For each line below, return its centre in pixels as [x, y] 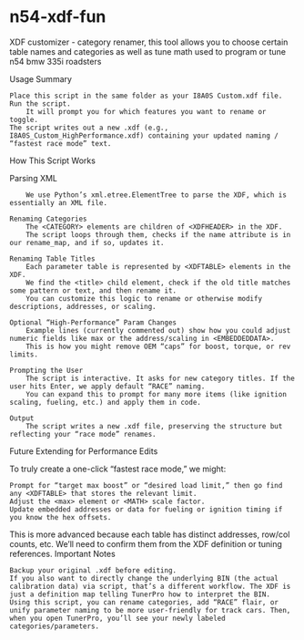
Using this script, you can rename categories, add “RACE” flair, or [144, 602]
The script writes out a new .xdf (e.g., [89, 128]
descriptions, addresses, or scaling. [83, 306]
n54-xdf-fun [58, 17]
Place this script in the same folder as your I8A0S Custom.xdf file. [146, 96]
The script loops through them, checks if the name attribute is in [158, 234]
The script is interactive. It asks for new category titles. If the [161, 378]
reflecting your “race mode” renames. [83, 434]
